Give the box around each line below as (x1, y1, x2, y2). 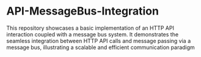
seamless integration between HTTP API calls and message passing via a (6, 37, 191, 44)
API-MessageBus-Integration (6, 4, 159, 18)
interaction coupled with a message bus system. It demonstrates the (6, 30, 179, 38)
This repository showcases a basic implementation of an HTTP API (6, 24, 174, 32)
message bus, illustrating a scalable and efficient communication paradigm (6, 44, 196, 51)
